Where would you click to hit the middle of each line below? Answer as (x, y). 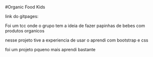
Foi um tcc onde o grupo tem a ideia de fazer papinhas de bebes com (75, 26)
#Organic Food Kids (25, 7)
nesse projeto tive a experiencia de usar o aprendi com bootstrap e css (77, 40)
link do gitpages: (22, 16)
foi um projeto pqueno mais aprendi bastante (50, 50)
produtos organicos (25, 31)
